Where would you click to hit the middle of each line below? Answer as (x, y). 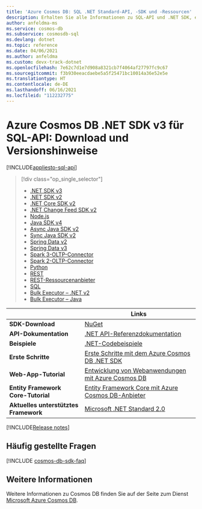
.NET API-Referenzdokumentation (133, 334)
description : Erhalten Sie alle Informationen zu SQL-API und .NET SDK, (99, 17)
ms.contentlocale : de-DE (37, 85)
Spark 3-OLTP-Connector (62, 254)
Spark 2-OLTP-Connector (62, 261)
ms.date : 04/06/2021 (32, 51)
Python (39, 267)
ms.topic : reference (32, 46)
